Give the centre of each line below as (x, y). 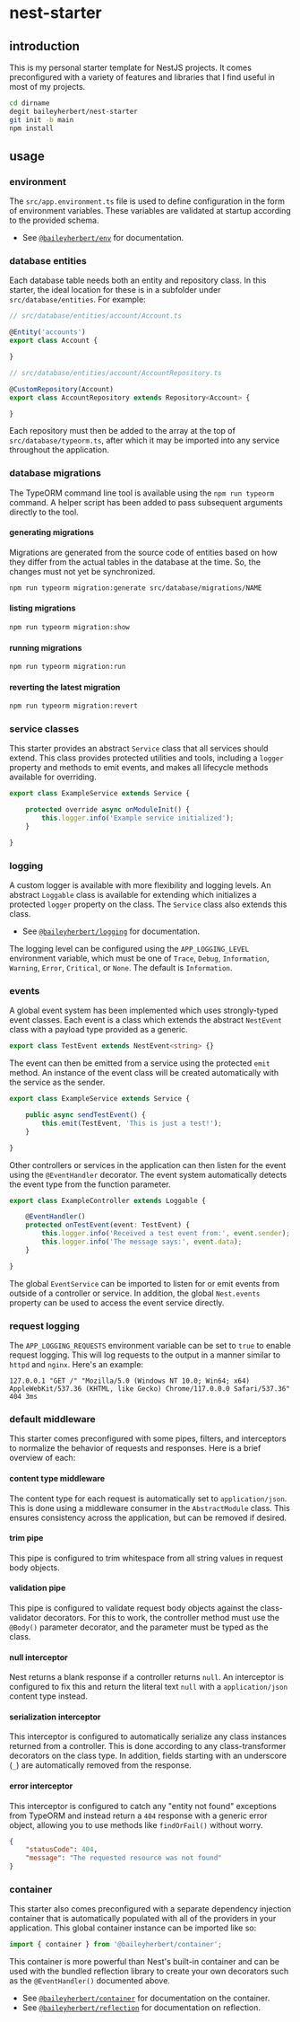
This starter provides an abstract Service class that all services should (139, 749)
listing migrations (43, 608)
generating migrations (51, 532)
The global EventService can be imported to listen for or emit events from (145, 1283)
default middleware (52, 1419)
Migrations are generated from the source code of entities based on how (143, 552)
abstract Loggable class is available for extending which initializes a (133, 895)
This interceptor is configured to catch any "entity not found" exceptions (143, 1806)
